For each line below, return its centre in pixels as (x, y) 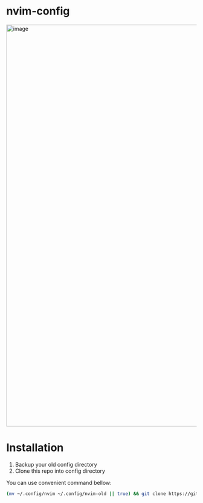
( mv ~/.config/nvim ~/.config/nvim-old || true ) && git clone (86, 494)
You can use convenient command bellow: (59, 482)
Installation (35, 448)
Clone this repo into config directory (60, 471)
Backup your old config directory (56, 464)
